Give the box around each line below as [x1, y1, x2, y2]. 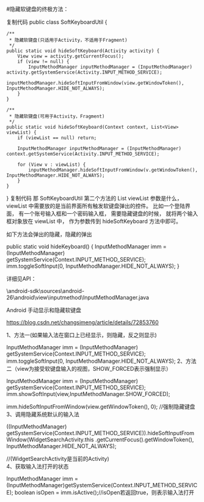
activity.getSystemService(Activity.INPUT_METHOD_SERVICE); [6, 69, 163, 75]
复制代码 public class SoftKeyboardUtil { [6, 18, 107, 26]
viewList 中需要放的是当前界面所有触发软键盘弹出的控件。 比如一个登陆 [6, 202, 185, 210]
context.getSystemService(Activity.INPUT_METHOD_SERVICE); [6, 151, 160, 157]
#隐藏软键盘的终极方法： [6, 6, 69, 12]
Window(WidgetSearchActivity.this [6, 436, 94, 443]
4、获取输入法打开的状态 [6, 463, 69, 470]
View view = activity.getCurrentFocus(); [17, 53, 124, 59]
